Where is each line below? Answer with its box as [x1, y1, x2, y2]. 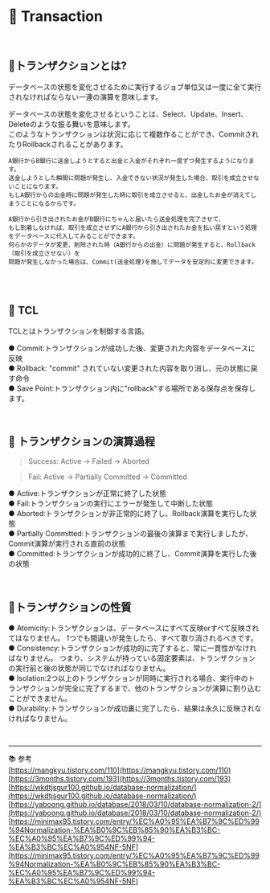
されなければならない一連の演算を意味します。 [8, 92, 163, 101]
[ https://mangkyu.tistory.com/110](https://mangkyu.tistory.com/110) [8, 765, 231, 775]
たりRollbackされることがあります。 [8, 139, 128, 149]
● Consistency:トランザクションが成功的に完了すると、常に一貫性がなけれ [8, 643, 257, 653]
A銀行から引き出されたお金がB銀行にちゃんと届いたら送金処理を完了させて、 [8, 215, 225, 223]
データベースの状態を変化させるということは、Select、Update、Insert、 [8, 109, 248, 119]
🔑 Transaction [8, 7, 103, 26]
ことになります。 [14, 182, 62, 190]
